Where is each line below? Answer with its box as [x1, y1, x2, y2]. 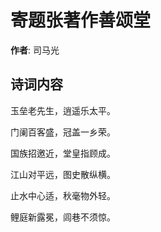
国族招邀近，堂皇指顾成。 [10, 147, 116, 159]
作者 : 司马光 [10, 44, 60, 56]
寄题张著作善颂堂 [10, 9, 152, 32]
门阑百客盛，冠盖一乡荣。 [10, 126, 116, 138]
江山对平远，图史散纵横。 [10, 168, 116, 180]
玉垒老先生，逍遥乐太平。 [10, 104, 116, 116]
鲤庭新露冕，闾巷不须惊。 [10, 211, 116, 223]
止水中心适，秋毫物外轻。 [10, 189, 116, 201]
